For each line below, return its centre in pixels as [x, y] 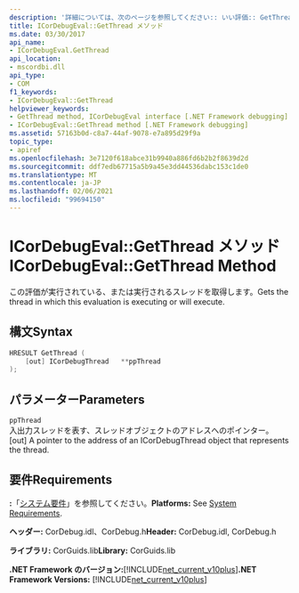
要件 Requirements [61, 480]
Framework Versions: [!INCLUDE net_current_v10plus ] [108, 579]
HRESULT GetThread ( [48, 353]
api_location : [36, 59]
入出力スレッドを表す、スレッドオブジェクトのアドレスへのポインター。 [141, 431]
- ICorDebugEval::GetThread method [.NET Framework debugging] [129, 126]
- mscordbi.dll [37, 68]
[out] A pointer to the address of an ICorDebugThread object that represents [149, 441]
